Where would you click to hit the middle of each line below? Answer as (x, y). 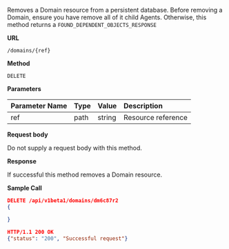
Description (143, 106)
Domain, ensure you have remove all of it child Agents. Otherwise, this (107, 17)
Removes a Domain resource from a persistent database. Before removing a (115, 10)
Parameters (24, 89)
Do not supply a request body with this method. (75, 148)
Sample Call (25, 188)
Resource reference (156, 118)
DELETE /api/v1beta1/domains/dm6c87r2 (63, 201)
